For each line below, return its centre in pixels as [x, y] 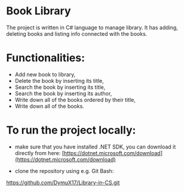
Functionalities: [46, 58]
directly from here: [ [39, 153]
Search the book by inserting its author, [63, 93]
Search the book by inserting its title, [60, 87]
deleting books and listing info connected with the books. [77, 33]
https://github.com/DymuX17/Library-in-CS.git [63, 182]
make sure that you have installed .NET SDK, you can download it [95, 147]
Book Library [39, 11]
